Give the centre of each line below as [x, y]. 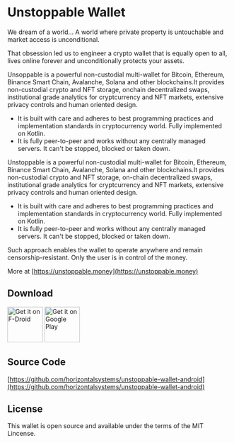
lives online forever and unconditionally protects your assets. [96, 60]
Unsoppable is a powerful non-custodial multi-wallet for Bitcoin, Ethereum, [116, 74]
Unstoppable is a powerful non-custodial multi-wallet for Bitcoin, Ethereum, [117, 162]
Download [30, 294]
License [25, 409]
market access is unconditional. [54, 39]
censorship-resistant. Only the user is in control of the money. [98, 257]
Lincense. [22, 434]
